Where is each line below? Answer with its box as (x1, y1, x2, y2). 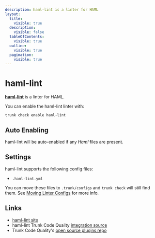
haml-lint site (12, 217, 38, 223)
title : (9, 16, 23, 21)
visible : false (14, 30, 45, 35)
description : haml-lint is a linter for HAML (5, 7, 98, 12)
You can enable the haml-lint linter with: (5, 103, 84, 110)
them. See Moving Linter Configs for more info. (5, 190, 99, 196)
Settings (5, 153, 31, 161)
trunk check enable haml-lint (5, 113, 66, 118)
